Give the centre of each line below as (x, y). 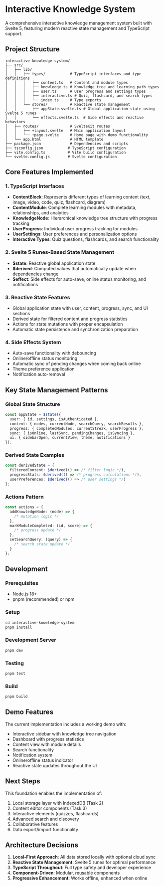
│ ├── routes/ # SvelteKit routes (58, 126)
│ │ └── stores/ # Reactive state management (68, 104)
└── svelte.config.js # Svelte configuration (61, 157)
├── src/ (14, 65)
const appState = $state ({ (33, 415)
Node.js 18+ (25, 594)
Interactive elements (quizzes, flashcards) (55, 813)
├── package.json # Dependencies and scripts (67, 144)
